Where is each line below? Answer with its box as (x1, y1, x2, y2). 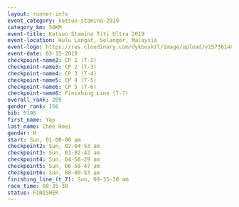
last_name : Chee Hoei (7, 122, 72, 130)
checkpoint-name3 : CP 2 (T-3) (7, 63, 97, 70)
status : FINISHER (7, 189, 59, 196)
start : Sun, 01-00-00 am (7, 136, 81, 143)
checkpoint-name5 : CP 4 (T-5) (7, 76, 97, 84)
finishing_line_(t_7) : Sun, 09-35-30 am (7, 176, 129, 183)
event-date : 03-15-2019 (7, 51, 78, 58)
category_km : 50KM (7, 23, 62, 31)
